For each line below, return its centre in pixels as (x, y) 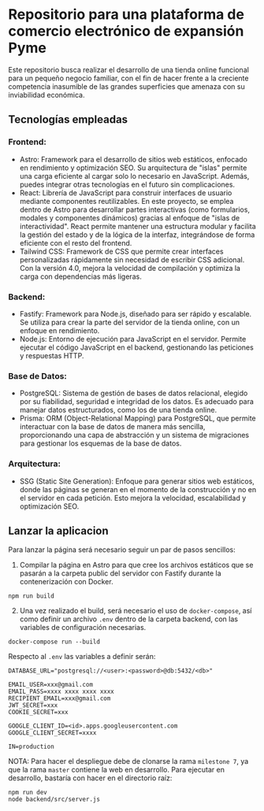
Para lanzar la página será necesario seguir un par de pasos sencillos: (122, 550)
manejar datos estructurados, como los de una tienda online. (118, 410)
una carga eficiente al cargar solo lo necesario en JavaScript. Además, (134, 176)
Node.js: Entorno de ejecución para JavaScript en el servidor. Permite (133, 339)
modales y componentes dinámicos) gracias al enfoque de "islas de (130, 217)
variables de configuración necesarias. (83, 628)
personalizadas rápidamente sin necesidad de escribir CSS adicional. (132, 259)
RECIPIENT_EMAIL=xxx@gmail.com (59, 698)
